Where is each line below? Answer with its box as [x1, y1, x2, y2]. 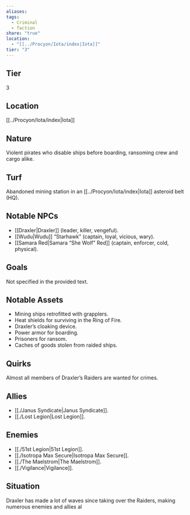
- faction [11, 25, 35, 31]
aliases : [6, 8, 27, 15]
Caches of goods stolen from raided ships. [14, 341, 118, 349]
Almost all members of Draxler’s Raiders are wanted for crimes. [6, 374, 158, 381]
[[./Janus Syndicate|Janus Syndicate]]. [14, 407, 109, 414]
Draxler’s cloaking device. [14, 323, 77, 330]
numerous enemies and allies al [6, 503, 82, 510]
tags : [6, 14, 19, 20]
